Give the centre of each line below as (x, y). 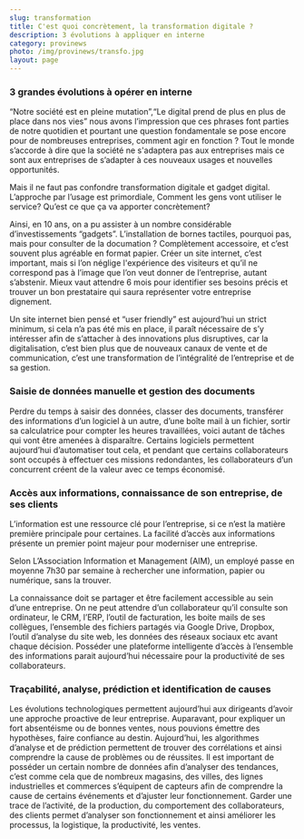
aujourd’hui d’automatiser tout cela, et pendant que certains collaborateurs (149, 450)
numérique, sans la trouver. (60, 580)
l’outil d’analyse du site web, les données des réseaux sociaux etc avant (144, 636)
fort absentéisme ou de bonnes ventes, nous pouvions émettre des (135, 728)
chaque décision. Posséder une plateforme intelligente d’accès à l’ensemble (151, 646)
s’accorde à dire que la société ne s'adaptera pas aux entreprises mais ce (147, 150)
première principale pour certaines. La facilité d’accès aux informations (142, 533)
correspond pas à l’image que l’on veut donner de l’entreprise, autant (138, 273)
